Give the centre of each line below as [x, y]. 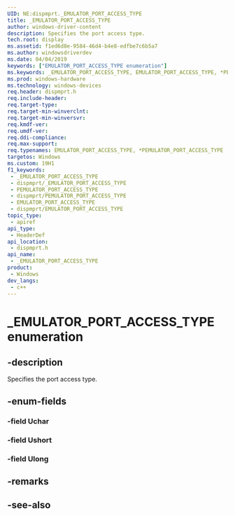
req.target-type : [33, 105]
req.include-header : [37, 99]
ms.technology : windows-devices [54, 85]
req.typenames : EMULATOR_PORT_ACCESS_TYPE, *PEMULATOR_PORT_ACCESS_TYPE [115, 151]
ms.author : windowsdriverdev [50, 53]
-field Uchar [28, 421]
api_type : [22, 228]
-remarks [28, 481]
